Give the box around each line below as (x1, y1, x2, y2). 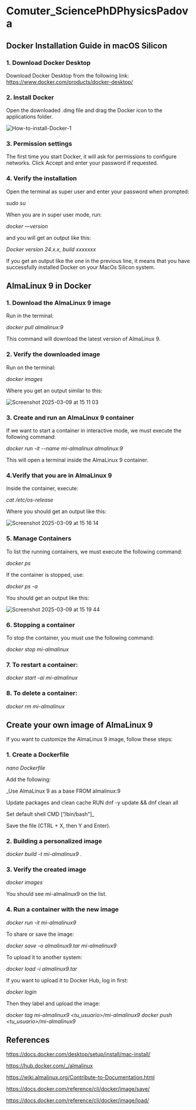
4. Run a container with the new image (6, 905, 119, 914)
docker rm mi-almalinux (6, 703, 65, 710)
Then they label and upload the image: (6, 1000, 100, 1007)
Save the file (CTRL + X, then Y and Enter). (6, 822, 111, 829)
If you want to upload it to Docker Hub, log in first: (6, 976, 129, 984)
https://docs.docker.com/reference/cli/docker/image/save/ (6, 1086, 150, 1093)
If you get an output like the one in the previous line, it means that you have (6, 257, 190, 264)
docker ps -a (6, 583, 38, 590)
